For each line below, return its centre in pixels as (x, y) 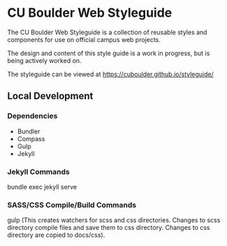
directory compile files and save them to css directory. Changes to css (109, 228)
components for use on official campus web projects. (84, 39)
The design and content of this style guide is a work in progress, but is (109, 53)
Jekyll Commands (38, 171)
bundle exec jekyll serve (42, 187)
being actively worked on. (44, 60)
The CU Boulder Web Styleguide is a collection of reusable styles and (107, 32)
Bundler (29, 131)
